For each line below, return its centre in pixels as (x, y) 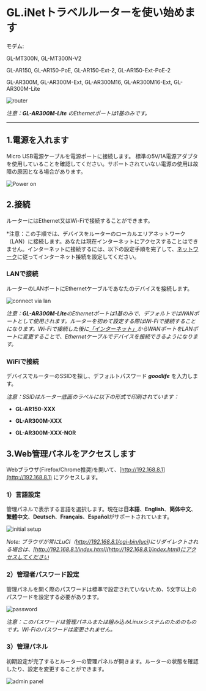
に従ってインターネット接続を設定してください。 (79, 257)
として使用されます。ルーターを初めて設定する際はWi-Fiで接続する (101, 321)
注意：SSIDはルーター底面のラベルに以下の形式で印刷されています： (93, 397)
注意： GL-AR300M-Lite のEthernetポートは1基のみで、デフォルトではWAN (100, 313)
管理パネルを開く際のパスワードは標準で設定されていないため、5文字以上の (101, 589)
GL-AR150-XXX (35, 409)
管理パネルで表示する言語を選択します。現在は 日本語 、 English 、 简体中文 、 (101, 509)
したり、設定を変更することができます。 (57, 669)
